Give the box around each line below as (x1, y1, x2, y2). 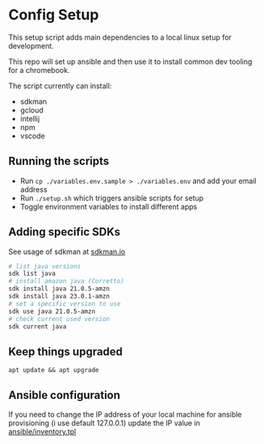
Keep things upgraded (8, 345, 124, 358)
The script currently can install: (8, 81, 112, 91)
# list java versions (8, 262, 82, 270)
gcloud (19, 105, 44, 115)
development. (8, 40, 54, 50)
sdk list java (8, 269, 57, 278)
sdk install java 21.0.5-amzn (8, 285, 111, 293)
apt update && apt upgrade (8, 366, 99, 374)
